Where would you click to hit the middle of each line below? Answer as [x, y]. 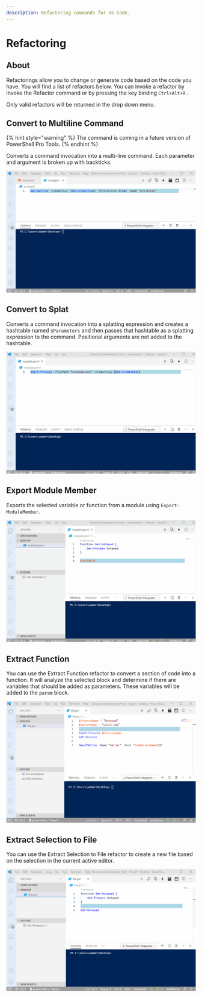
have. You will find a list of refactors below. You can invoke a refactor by [95, 86]
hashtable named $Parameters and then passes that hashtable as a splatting [100, 330]
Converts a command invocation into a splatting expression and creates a [97, 324]
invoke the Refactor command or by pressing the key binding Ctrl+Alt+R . [97, 93]
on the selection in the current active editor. [60, 861]
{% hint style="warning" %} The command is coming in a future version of [99, 138]
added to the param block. [38, 692]
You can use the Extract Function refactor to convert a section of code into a [101, 673]
